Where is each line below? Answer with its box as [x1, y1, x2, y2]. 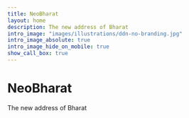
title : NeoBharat [7, 10, 59, 18]
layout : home [7, 17, 46, 24]
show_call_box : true [7, 50, 69, 57]
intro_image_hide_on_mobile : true [7, 43, 110, 50]
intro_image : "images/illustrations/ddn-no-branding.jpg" [7, 30, 183, 37]
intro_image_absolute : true [7, 37, 91, 44]
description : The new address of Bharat [7, 23, 129, 30]
